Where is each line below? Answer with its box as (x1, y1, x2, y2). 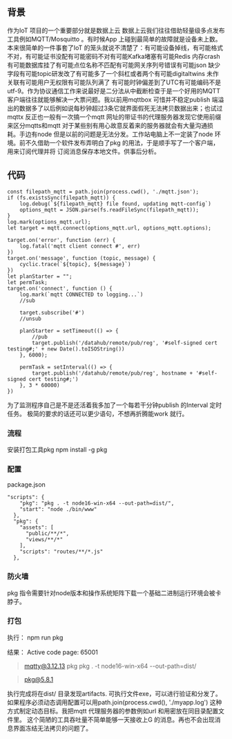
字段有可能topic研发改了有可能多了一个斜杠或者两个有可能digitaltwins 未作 (7, 69, 220, 77)
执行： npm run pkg (7, 633, 64, 642)
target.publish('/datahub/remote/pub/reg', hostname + (32, 369, 193, 377)
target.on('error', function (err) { (7, 236, 116, 243)
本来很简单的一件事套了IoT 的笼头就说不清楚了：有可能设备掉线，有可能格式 (7, 44, 224, 52)
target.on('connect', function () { (7, 285, 113, 292)
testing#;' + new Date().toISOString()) (7, 345, 126, 353)
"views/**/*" (25, 536, 64, 543)
